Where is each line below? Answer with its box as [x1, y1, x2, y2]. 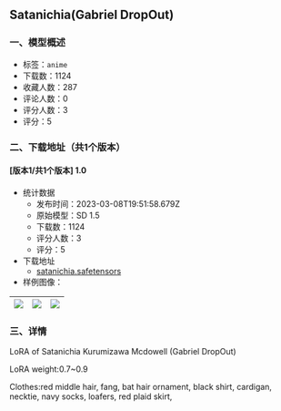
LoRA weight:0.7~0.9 [9, 364, 88, 375]
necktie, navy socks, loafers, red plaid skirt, [9, 391, 173, 402]
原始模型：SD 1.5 [35, 210, 100, 221]
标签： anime [22, 58, 68, 69]
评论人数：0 [22, 93, 68, 104]
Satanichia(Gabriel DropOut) [9, 7, 175, 23]
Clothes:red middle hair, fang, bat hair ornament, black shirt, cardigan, [9, 382, 273, 393]
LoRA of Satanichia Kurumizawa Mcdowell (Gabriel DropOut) [9, 346, 236, 357]
